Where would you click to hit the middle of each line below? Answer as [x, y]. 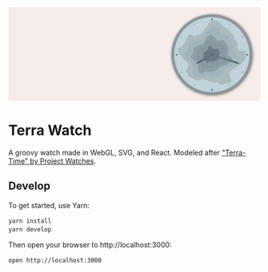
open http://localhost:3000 [55, 260]
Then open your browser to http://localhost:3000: [90, 244]
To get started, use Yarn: [49, 205]
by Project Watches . [63, 161]
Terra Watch [50, 130]
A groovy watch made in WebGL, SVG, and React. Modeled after [114, 152]
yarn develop [30, 229]
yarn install [30, 221]
